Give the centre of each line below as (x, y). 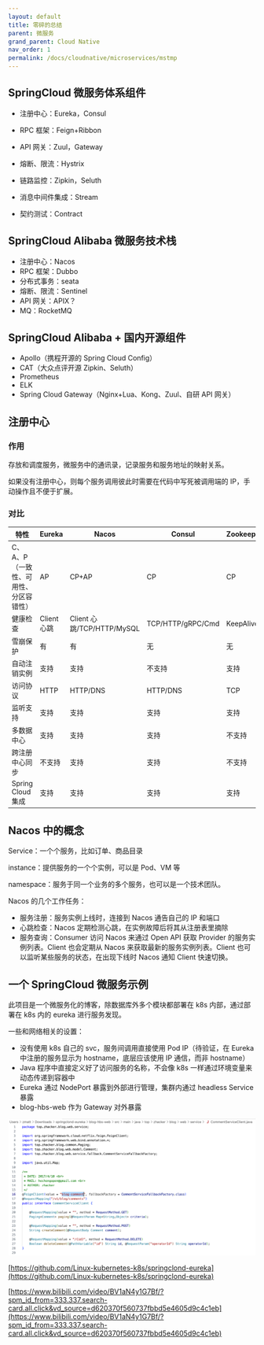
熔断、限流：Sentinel (53, 290)
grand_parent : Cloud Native (54, 42)
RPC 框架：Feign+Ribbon (60, 130)
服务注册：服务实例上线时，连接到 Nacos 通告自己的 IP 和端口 (119, 918)
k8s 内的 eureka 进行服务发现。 (74, 1014)
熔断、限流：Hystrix (52, 163)
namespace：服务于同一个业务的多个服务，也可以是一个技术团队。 (117, 885)
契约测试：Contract (51, 213)
